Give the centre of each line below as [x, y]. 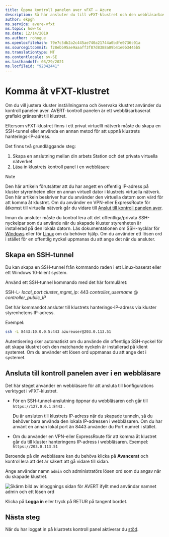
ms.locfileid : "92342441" [32, 66]
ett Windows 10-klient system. [36, 272]
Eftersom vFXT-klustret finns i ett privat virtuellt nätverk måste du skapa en [83, 126]
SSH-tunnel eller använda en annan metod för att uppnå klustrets [73, 131]
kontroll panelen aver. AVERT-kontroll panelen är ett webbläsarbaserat [78, 111]
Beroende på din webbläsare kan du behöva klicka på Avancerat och [77, 456]
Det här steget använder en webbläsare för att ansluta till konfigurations [80, 385]
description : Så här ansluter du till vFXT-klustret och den [71, 15]
